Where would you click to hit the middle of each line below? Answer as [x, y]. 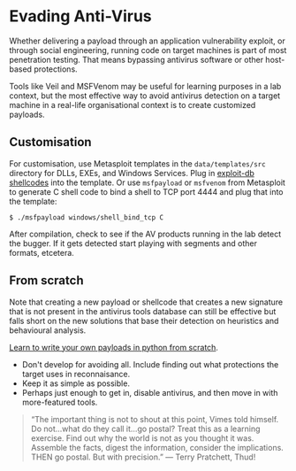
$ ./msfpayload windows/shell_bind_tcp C [87, 217]
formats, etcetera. [42, 252]
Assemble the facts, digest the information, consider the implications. [157, 447]
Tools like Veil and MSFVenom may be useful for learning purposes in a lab [145, 86]
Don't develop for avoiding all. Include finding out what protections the [150, 364]
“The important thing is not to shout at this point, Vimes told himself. [155, 419]
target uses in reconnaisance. [76, 374]
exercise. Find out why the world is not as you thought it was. [142, 438]
